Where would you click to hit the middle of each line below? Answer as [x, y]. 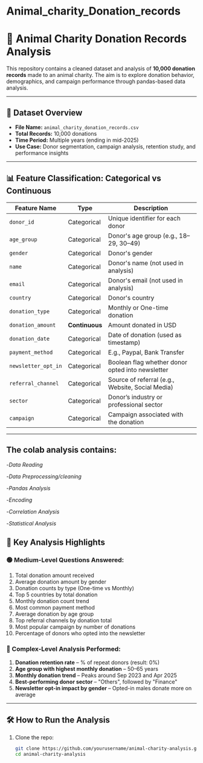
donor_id [22, 222]
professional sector [135, 404]
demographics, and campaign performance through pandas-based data [96, 82]
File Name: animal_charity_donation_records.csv [77, 127]
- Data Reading [25, 464]
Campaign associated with [146, 415]
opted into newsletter [138, 370]
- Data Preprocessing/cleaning [44, 476]
